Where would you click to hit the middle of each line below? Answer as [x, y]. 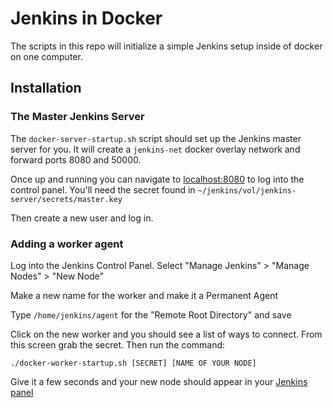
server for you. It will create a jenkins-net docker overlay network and [155, 149]
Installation [46, 88]
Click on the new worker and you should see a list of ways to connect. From [166, 334]
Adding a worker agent [67, 244]
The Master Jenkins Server [77, 117]
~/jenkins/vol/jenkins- [247, 190]
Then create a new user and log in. [82, 218]
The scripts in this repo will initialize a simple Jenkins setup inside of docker [166, 46]
